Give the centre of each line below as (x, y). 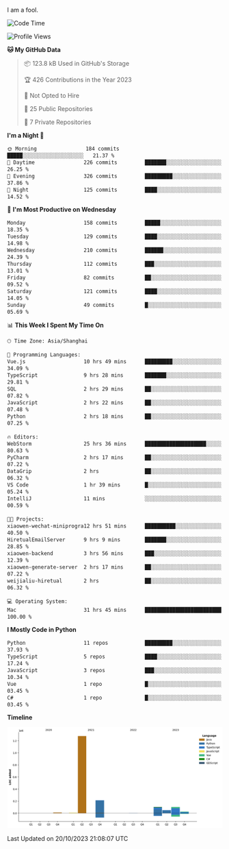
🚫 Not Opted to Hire (52, 96)
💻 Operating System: (38, 602)
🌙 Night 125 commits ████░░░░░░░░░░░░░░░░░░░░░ (114, 190)
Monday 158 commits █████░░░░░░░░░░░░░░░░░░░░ (114, 223)
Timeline (20, 717)
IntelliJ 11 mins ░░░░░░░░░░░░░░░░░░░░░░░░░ (114, 499)
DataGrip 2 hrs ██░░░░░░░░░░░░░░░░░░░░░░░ (114, 471)
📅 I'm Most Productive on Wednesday (62, 209)
